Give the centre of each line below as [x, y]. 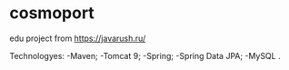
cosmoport [52, 13]
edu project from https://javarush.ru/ [78, 38]
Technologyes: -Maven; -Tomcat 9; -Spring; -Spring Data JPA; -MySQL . [145, 55]
